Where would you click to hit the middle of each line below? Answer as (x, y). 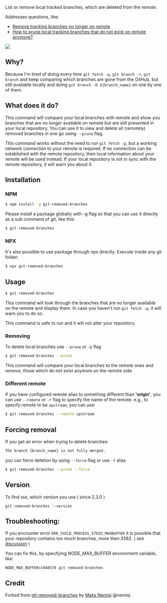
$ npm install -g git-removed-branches (46, 204)
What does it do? (32, 106)
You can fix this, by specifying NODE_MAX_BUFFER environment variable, (81, 553)
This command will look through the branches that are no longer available (80, 303)
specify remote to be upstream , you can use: (50, 405)
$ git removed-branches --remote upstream (50, 414)
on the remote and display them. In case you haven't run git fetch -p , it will (83, 308)
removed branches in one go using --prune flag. (54, 133)
